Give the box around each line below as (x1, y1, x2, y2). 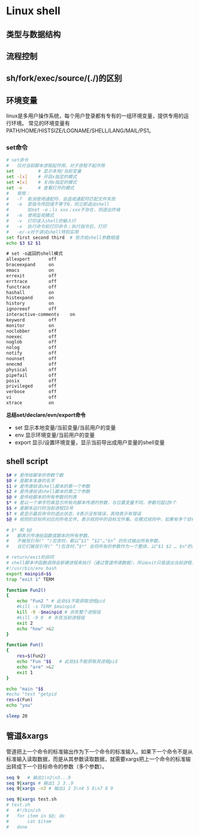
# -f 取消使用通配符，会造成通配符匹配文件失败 (6, 196, 116, 202)
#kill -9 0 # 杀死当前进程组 (17, 615, 85, 621)
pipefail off (6, 372, 57, 378)
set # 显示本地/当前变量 (6, 168, 82, 175)
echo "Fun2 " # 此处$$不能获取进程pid (17, 598, 105, 604)
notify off (6, 350, 57, 356)
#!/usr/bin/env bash (6, 565, 57, 571)
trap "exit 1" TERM (6, 576, 54, 583)
